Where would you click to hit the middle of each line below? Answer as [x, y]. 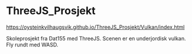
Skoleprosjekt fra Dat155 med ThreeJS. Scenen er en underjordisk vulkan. [96, 38]
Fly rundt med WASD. [32, 45]
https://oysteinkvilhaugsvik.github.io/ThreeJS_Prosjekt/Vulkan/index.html [95, 27]
